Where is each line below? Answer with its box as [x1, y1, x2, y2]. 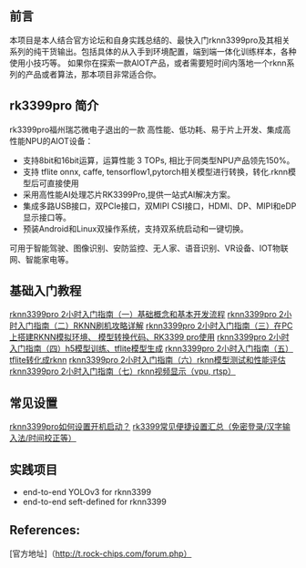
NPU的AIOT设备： [25, 135, 94, 146]
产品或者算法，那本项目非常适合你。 [25, 68, 161, 79]
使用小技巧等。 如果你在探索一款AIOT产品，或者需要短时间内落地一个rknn [9, 57, 287, 68]
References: [9, 522, 80, 538]
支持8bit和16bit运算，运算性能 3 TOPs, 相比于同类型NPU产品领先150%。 [22, 154, 295, 166]
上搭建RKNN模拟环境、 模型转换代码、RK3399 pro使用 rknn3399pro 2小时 [9, 332, 290, 343]
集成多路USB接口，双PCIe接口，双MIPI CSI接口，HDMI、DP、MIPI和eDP [22, 200, 297, 212]
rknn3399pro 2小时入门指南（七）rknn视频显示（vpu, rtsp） [9, 366, 237, 377]
